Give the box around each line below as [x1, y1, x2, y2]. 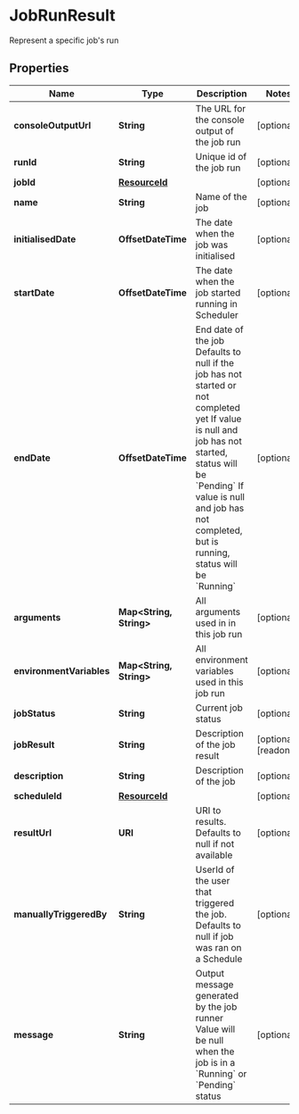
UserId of [195, 863, 235, 876]
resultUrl [13, 827, 52, 839]
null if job [195, 930, 234, 943]
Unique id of [195, 150, 247, 162]
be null [195, 1034, 224, 1046]
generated [195, 989, 238, 1002]
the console [195, 113, 245, 126]
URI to [195, 804, 222, 817]
